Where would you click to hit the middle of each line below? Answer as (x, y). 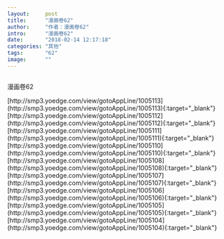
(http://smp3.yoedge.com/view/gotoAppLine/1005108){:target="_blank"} (112, 168)
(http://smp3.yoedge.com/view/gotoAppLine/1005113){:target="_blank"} (112, 108)
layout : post (33, 14)
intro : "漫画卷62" (40, 33)
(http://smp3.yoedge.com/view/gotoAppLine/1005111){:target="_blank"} (111, 138)
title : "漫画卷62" (40, 20)
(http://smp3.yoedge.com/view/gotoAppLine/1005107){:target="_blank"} (112, 183)
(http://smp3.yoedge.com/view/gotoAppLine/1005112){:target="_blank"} (112, 123)
